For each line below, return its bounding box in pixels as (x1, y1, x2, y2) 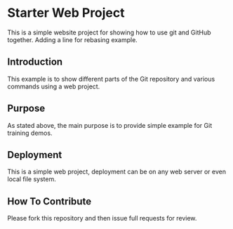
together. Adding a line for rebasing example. (7, 35, 138, 44)
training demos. (7, 129, 53, 137)
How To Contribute (7, 195, 92, 207)
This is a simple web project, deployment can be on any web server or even (7, 167, 227, 176)
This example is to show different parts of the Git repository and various (7, 74, 215, 83)
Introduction (7, 56, 63, 68)
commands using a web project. (7, 82, 100, 91)
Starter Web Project (7, 5, 125, 21)
